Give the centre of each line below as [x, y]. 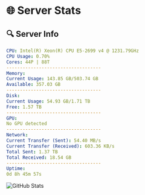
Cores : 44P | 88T [28, 62]
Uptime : [16, 169]
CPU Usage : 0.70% [28, 56]
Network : [17, 135]
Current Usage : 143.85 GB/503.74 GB [52, 79]
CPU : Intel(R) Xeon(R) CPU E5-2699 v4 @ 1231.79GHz [72, 51]
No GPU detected [27, 124]
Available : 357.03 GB [34, 85]
